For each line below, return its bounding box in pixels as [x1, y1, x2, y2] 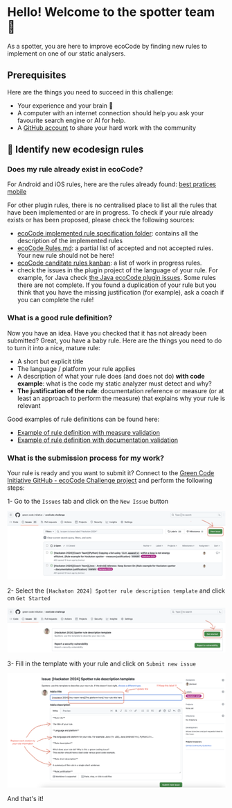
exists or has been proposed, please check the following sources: [7, 216, 195, 224]
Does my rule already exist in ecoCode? [7, 165, 143, 174]
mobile [7, 188, 27, 196]
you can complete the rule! [17, 296, 94, 304]
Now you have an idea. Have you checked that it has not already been [7, 329, 207, 337]
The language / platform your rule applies [17, 364, 136, 372]
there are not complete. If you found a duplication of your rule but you [17, 281, 217, 289]
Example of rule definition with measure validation [17, 428, 161, 436]
